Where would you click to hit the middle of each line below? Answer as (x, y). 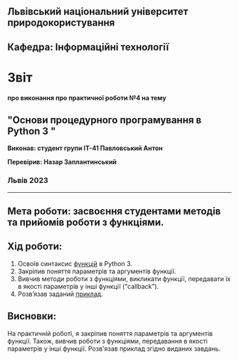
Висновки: (32, 316)
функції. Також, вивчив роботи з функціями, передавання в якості (107, 341)
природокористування (61, 23)
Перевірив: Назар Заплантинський (62, 162)
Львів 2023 (28, 181)
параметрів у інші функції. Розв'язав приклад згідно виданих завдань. (114, 349)
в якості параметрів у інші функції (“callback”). (88, 286)
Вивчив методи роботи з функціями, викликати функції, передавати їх (124, 279)
